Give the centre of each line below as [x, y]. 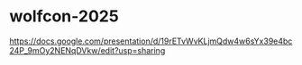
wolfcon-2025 [64, 16]
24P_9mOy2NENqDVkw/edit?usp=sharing [87, 50]
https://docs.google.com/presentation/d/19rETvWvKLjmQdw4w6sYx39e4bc [151, 41]
